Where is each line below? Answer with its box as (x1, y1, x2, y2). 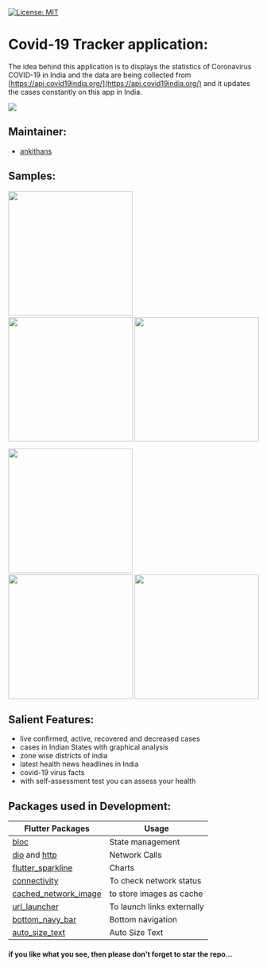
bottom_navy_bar (12, 914, 77, 926)
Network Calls (109, 849, 162, 860)
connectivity (12, 875, 59, 887)
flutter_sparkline (12, 863, 73, 874)
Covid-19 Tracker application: (8, 36, 209, 53)
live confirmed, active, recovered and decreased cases (19, 734, 200, 744)
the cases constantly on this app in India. (8, 87, 143, 96)
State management (109, 836, 180, 848)
